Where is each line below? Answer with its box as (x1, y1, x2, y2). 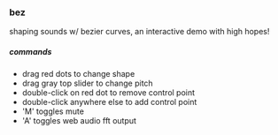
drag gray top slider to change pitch (21, 78, 153, 89)
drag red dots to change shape (21, 69, 135, 79)
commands (9, 46, 52, 56)
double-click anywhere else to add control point (21, 97, 197, 108)
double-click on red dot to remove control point (21, 87, 196, 98)
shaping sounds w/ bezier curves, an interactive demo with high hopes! (9, 26, 270, 37)
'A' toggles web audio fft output (21, 116, 137, 126)
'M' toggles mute (21, 106, 84, 116)
